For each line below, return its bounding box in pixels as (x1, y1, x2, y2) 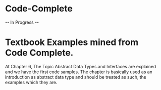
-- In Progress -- (5, 19, 39, 25)
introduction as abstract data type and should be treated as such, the (5, 74, 147, 80)
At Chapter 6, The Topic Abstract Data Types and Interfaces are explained (5, 63, 156, 69)
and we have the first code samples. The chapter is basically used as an (5, 69, 153, 75)
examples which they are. (5, 79, 58, 85)
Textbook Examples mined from (5, 37, 139, 48)
